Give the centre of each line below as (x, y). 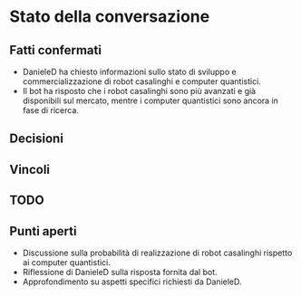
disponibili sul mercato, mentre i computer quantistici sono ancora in (150, 100)
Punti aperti (43, 231)
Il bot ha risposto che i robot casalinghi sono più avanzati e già (139, 91)
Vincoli (30, 169)
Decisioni (36, 139)
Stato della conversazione (110, 17)
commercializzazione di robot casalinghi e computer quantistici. (141, 81)
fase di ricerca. (51, 110)
